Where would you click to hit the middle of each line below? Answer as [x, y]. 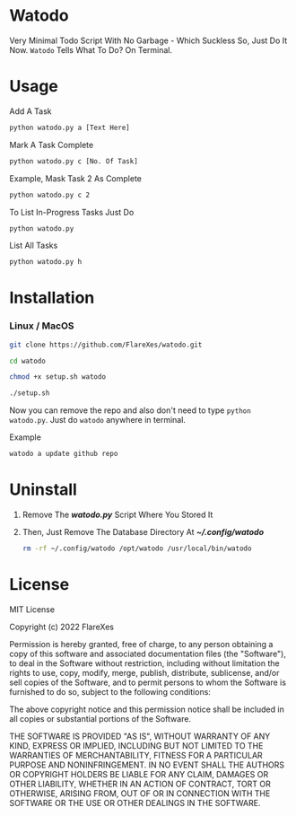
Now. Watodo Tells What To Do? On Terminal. [91, 49]
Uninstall [44, 490]
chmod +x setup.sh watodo [57, 377]
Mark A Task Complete [52, 145]
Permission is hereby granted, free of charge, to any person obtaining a [141, 644]
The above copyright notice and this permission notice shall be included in [147, 709]
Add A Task [30, 111]
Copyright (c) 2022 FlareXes [62, 627]
